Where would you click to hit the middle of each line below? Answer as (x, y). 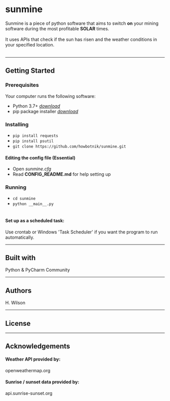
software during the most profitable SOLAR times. (57, 28)
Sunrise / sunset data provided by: (42, 382)
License (18, 323)
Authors (18, 291)
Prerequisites (22, 85)
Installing (17, 124)
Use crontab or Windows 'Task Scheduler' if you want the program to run (81, 232)
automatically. (20, 237)
